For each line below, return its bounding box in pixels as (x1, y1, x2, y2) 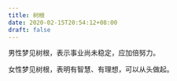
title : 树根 (8, 11, 45, 19)
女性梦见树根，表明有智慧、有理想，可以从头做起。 (8, 65, 174, 74)
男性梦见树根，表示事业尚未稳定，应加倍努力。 (8, 48, 160, 58)
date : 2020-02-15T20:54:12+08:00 (8, 19, 118, 26)
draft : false (8, 26, 51, 33)
